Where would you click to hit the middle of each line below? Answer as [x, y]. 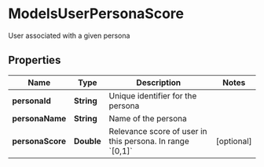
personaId [31, 101]
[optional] [234, 141]
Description [159, 82]
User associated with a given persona [69, 35]
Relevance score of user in [158, 131]
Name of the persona [148, 118]
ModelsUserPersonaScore [96, 14]
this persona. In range [149, 141]
